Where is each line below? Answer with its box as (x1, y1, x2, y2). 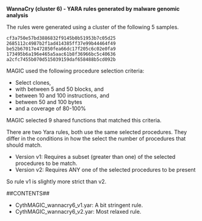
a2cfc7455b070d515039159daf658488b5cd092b (6, 57, 116, 63)
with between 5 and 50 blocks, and (15, 85, 104, 93)
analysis (6, 12, 29, 19)
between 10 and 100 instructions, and (15, 92, 110, 99)
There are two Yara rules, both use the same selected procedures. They (6, 128, 187, 136)
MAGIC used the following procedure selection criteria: (6, 67, 145, 74)
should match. (6, 141, 43, 149)
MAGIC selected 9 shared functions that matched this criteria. (6, 117, 162, 124)
